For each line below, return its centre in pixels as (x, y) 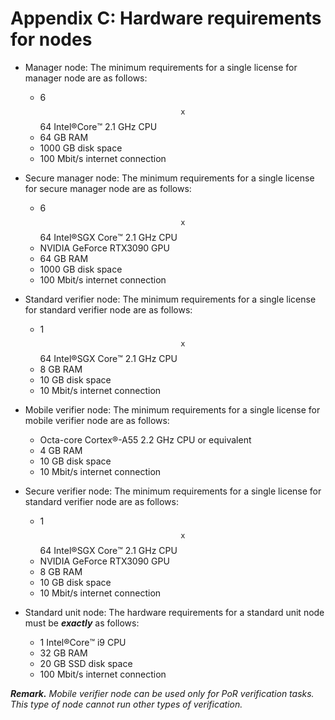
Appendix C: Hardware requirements (166, 18)
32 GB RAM (63, 653)
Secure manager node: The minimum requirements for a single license (169, 178)
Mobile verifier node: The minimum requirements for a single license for (172, 409)
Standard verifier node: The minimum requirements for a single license (170, 299)
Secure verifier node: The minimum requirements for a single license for (173, 491)
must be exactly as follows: (82, 623)
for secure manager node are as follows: (108, 188)
